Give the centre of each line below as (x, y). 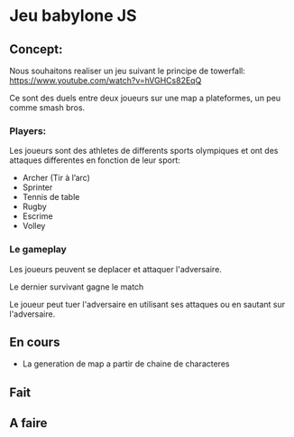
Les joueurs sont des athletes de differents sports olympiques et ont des (144, 151)
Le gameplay (38, 250)
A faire (28, 423)
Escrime (37, 216)
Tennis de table (51, 197)
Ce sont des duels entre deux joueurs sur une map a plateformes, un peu (145, 98)
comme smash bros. (47, 108)
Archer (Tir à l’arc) (56, 178)
